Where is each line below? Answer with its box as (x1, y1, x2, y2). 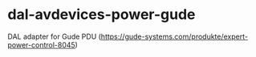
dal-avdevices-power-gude (7, 6, 196, 24)
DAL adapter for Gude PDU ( (7, 32, 102, 41)
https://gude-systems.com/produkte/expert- (100, 32, 248, 41)
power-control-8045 (7, 40, 75, 49)
